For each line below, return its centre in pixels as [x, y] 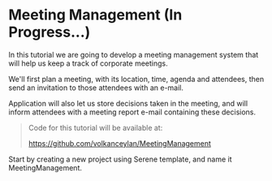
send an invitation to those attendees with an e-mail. [96, 88]
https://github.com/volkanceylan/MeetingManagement [119, 143]
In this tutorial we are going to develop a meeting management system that [134, 54]
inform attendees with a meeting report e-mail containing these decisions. [132, 112]
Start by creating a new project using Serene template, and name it [120, 159]
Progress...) [50, 32]
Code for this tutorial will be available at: [95, 127]
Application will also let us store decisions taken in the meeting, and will [128, 103]
